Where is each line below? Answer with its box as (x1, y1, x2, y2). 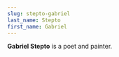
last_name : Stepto (7, 17, 61, 24)
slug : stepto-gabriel (7, 10, 71, 17)
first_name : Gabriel (7, 23, 68, 30)
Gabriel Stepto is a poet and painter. (7, 42, 113, 51)
